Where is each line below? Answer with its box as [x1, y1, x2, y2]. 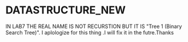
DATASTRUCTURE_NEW [5, 3, 126, 17]
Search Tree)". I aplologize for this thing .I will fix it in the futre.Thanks [5, 29, 174, 36]
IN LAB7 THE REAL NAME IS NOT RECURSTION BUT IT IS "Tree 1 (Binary [5, 23, 183, 30]
